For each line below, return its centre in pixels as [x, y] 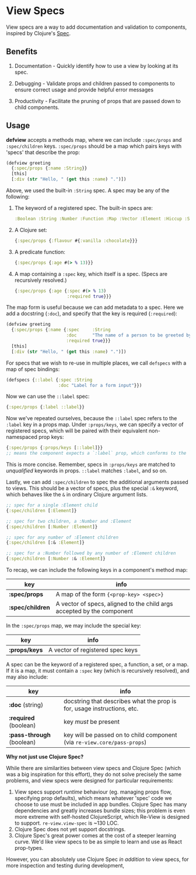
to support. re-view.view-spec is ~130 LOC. [67, 823]
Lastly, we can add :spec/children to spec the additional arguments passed [97, 482]
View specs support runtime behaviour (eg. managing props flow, [93, 792]
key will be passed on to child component [120, 735]
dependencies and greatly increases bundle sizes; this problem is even [100, 811]
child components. [37, 107]
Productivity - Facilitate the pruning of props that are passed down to [97, 101]
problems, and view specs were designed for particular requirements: [90, 781]
